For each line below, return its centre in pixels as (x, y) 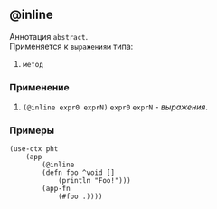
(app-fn (56, 189)
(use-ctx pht (34, 149)
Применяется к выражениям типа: (71, 46)
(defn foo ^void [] (79, 173)
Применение (39, 87)
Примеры (32, 130)
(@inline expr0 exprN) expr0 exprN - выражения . (115, 107)
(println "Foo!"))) (94, 181)
